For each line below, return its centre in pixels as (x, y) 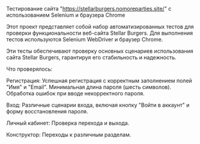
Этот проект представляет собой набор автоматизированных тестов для (100, 27)
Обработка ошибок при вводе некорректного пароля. (75, 93)
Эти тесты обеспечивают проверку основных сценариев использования (100, 51)
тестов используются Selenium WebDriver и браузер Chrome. (85, 39)
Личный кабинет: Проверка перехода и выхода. (68, 123)
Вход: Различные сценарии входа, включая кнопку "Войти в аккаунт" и (98, 105)
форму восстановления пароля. (47, 111)
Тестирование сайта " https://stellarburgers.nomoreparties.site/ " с (89, 9)
